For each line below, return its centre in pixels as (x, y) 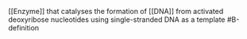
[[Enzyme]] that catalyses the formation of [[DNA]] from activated (116, 11)
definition (24, 28)
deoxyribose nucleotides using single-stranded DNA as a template (117, 19)
